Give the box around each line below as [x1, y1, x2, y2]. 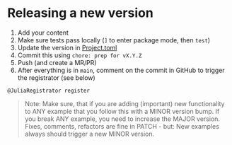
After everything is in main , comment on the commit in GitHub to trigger [17, 66, 225, 74]
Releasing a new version [7, 5, 153, 21]
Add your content [17, 28, 69, 37]
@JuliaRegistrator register [7, 87, 91, 94]
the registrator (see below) [17, 73, 95, 82]
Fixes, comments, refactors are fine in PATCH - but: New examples [24, 122, 219, 130]
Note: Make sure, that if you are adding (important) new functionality [24, 99, 225, 108]
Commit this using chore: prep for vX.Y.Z [17, 51, 142, 59]
